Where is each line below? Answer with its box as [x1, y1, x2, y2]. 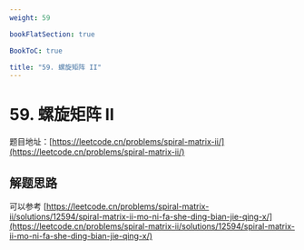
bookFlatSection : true [9, 29, 95, 39]
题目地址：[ [9, 136, 53, 147]
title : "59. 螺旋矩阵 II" [9, 63, 103, 72]
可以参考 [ [9, 201, 47, 212]
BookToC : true [9, 46, 64, 55]
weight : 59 [9, 13, 51, 23]
